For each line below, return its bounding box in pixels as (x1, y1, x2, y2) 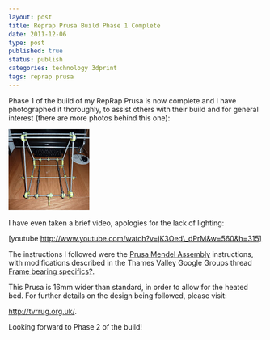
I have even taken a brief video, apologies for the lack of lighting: (8, 218, 225, 228)
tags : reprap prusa (8, 73, 74, 81)
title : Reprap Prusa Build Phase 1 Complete (8, 21, 161, 30)
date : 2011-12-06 (8, 30, 67, 38)
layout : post (8, 13, 53, 21)
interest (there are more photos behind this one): (8, 113, 171, 123)
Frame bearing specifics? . (8, 267, 95, 276)
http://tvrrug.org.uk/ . (8, 306, 78, 316)
